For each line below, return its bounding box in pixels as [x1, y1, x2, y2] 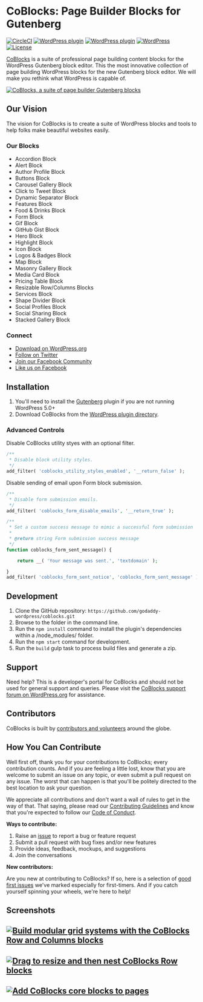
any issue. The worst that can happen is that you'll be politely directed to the [6, 777, 197, 785]
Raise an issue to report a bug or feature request [14, 832, 136, 839]
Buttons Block [14, 174, 50, 182]
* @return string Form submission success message [8, 536, 139, 542]
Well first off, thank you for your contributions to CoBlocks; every [6, 758, 168, 765]
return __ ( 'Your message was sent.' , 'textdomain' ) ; [17, 558, 158, 564]
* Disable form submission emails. [8, 496, 98, 503]
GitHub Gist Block [14, 226, 59, 234]
